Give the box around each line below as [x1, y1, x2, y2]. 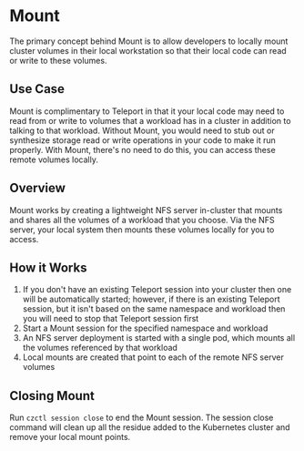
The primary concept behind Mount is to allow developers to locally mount [9, 36, 289, 46]
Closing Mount [9, 388, 96, 404]
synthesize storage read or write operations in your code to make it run [9, 134, 276, 146]
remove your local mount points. [9, 432, 131, 443]
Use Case [9, 81, 66, 97]
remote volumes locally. [9, 154, 98, 165]
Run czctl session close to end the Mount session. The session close [9, 412, 274, 424]
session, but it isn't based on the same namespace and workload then [22, 303, 286, 314]
